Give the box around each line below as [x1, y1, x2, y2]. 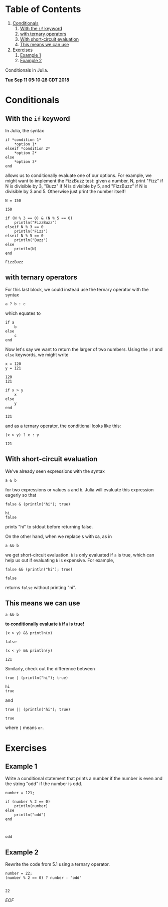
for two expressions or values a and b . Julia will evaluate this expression [5, 486, 154, 492]
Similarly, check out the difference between [5, 666, 95, 672]
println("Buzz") [14, 237, 49, 243]
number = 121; [5, 791, 35, 796]
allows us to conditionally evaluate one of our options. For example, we [5, 172, 152, 178]
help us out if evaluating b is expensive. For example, [5, 557, 114, 563]
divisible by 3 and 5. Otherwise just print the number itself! [5, 188, 126, 194]
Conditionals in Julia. [5, 67, 49, 73]
